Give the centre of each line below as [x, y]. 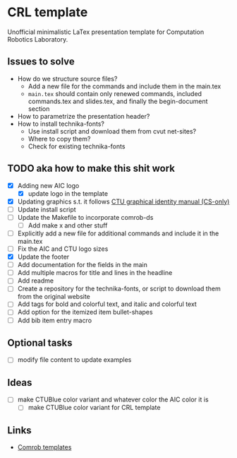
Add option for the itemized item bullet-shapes [85, 312]
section [39, 108]
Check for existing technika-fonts [77, 146]
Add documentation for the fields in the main [83, 265]
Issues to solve [41, 62]
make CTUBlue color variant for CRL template [94, 408]
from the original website [54, 297]
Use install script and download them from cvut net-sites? [112, 131]
